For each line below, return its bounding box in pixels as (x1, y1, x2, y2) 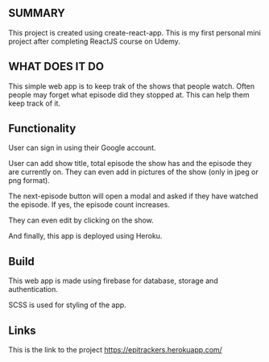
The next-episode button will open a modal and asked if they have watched (8, 191, 259, 201)
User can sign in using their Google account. (8, 143, 156, 152)
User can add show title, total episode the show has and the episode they (8, 159, 252, 169)
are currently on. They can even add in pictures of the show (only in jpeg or (8, 167, 259, 177)
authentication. (8, 285, 59, 294)
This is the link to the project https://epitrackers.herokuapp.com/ (8, 345, 223, 355)
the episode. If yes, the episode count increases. (8, 200, 171, 210)
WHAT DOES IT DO (8, 60, 105, 73)
